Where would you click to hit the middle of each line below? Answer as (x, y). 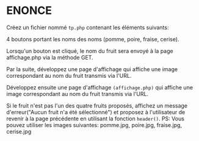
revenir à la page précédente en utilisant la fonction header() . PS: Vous (96, 119)
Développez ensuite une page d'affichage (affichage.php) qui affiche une (100, 87)
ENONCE (29, 11)
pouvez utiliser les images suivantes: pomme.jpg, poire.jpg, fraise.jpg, (94, 125)
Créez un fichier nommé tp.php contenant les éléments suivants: (88, 27)
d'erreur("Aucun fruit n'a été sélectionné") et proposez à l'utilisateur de (96, 112)
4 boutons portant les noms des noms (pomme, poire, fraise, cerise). (93, 39)
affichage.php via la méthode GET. (50, 57)
